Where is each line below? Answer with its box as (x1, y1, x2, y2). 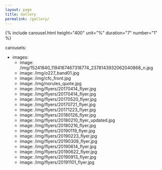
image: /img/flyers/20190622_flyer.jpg (19, 149, 97, 155)
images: (12, 54, 29, 60)
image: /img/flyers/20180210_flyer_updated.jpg (19, 117, 115, 124)
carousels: (5, 45, 27, 51)
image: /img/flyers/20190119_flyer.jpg (19, 128, 96, 134)
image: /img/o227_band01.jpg (19, 70, 80, 76)
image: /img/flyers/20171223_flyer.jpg (19, 107, 96, 113)
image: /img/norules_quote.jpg (19, 81, 82, 86)
